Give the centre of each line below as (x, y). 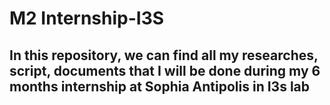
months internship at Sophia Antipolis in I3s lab (160, 86)
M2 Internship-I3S (87, 18)
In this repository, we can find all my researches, (164, 55)
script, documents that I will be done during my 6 (165, 70)
